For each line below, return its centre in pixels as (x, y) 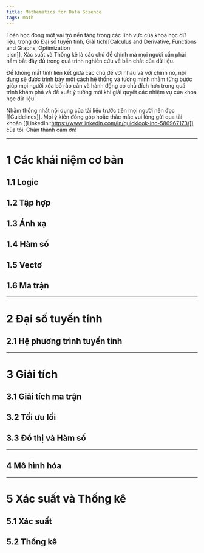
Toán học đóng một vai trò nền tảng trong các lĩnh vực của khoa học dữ (96, 35)
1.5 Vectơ (24, 265)
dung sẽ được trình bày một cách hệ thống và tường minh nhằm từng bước (99, 79)
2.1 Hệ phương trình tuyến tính (64, 341)
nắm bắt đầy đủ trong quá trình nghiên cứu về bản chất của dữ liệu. (90, 61)
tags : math (20, 18)
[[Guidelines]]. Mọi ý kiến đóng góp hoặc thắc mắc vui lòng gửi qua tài (94, 117)
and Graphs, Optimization (38, 48)
